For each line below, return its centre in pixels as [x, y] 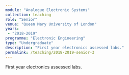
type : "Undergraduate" [29, 43]
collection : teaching [28, 15]
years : [12, 29]
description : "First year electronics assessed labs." [65, 48]
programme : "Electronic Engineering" [45, 39]
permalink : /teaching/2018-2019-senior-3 [50, 52]
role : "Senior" [21, 19]
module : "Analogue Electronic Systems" [48, 10]
